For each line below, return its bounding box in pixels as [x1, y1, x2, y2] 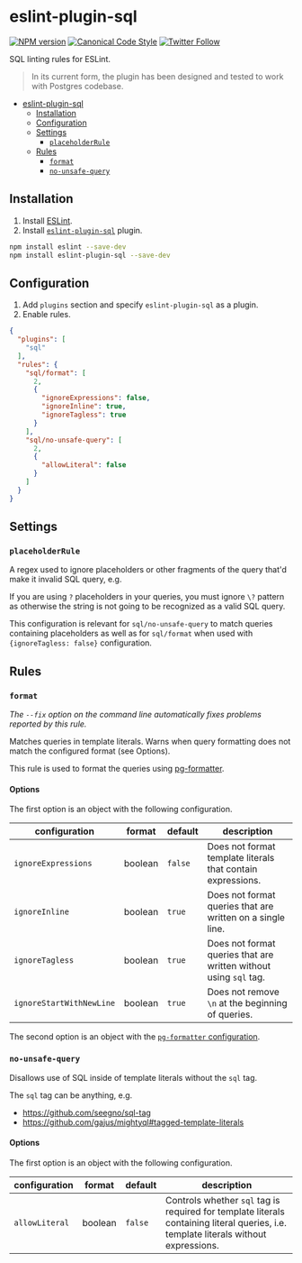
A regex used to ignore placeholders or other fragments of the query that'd [9, 564, 288, 575]
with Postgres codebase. [31, 80, 124, 91]
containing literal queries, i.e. [164, 1216, 288, 1229]
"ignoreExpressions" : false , [41, 394, 151, 403]
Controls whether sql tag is [164, 1194, 280, 1206]
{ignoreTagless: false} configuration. [9, 637, 153, 648]
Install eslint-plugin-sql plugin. [22, 224, 143, 235]
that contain [207, 863, 258, 875]
